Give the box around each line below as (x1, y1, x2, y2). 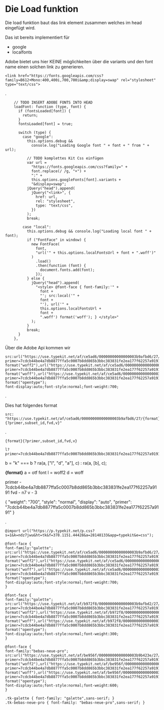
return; (22, 113, 38, 118)
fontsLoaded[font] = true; (18, 121, 73, 126)
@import (5, 528, 21, 533)
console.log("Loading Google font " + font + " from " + (31, 143, 150, 148)
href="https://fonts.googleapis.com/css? (18, 73, 104, 78)
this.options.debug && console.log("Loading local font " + (26, 229, 152, 234)
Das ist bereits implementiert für (5, 34, 70, 40)
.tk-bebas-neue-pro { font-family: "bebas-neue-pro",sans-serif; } (5, 700, 145, 705)
